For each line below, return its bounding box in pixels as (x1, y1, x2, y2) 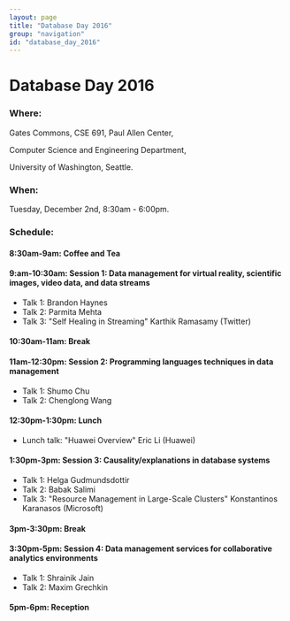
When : (9, 183, 39, 195)
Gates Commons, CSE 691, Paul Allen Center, (9, 127, 174, 138)
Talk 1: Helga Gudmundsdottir (21, 474, 130, 485)
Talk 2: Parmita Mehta (21, 306, 103, 317)
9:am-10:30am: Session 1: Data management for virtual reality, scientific (9, 268, 282, 279)
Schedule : (9, 226, 55, 238)
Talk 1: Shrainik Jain (21, 572, 95, 583)
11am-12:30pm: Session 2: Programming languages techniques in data (9, 356, 274, 367)
